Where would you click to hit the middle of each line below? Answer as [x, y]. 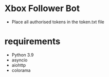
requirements [32, 41]
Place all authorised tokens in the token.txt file [58, 22]
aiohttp [19, 65]
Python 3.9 [23, 55]
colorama [21, 70]
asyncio [19, 60]
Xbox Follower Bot [42, 8]
